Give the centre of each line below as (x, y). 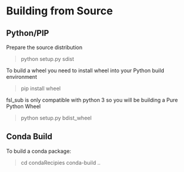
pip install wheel (40, 88)
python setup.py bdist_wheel (56, 118)
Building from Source (60, 11)
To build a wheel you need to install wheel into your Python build (85, 70)
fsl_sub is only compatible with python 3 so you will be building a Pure (92, 100)
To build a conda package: (39, 151)
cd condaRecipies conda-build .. (60, 162)
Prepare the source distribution (44, 47)
